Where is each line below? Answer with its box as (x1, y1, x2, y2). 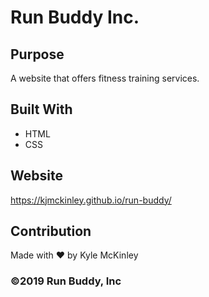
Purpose (10, 46, 65, 63)
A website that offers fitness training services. (10, 72, 200, 84)
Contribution (10, 223, 92, 240)
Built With (10, 101, 73, 118)
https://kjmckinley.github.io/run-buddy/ (10, 194, 172, 206)
